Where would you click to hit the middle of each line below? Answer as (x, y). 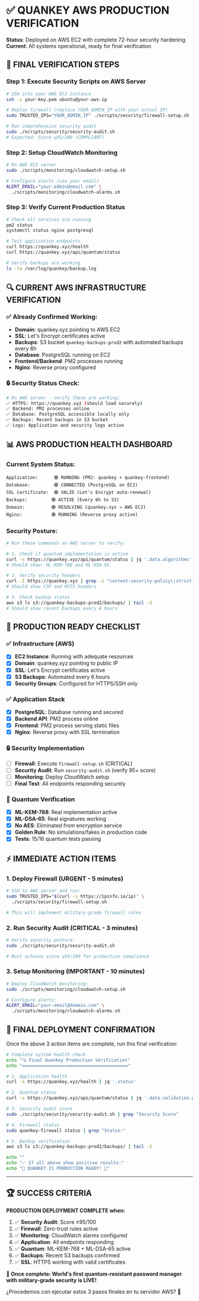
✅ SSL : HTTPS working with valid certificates (70, 1262)
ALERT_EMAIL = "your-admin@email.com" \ (54, 186)
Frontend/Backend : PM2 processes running (69, 361)
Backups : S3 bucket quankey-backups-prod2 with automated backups (99, 342)
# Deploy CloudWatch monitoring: (47, 984)
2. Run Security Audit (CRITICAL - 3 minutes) (72, 927)
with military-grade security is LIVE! (52, 1280)
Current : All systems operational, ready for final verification (79, 46)
